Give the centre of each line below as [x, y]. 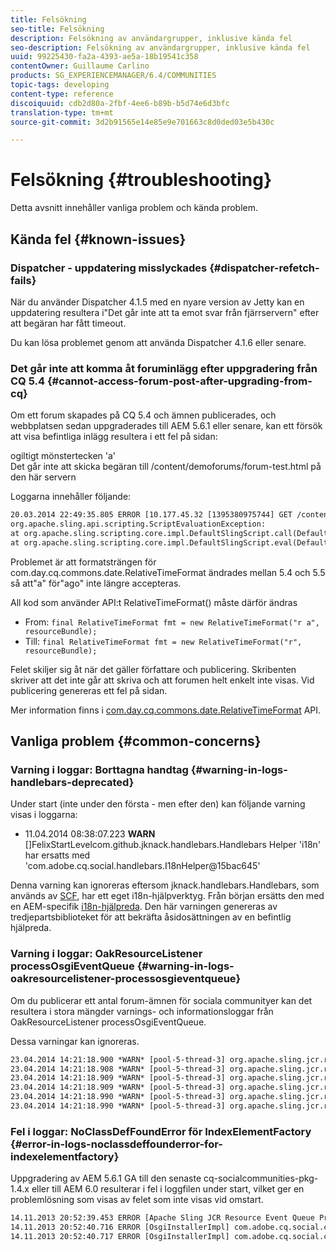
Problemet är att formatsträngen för [83, 562]
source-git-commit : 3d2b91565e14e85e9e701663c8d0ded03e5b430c [142, 122]
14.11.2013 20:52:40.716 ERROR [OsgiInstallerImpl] [120, 1227]
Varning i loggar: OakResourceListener [106, 954]
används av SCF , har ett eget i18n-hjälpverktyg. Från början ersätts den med [167, 896]
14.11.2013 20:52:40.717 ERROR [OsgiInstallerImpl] [120, 1236]
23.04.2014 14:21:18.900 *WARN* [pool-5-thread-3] [118, 1059]
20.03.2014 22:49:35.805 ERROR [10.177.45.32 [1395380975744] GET [151, 515]
